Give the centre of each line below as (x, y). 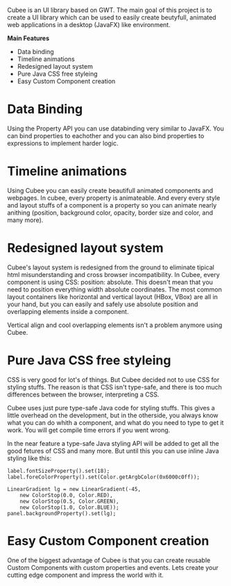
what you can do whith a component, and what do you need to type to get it (115, 422)
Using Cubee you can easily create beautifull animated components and (110, 190)
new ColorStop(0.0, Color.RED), (66, 495)
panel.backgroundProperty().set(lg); (62, 513)
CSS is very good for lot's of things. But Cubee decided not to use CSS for (113, 379)
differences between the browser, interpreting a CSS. (83, 394)
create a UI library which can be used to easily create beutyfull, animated (112, 17)
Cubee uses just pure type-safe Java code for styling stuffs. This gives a (111, 408)
